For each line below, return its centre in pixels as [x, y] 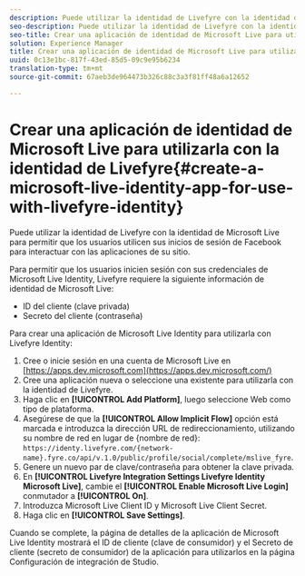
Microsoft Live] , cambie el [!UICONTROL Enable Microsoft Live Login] [155, 486]
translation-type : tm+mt [56, 69]
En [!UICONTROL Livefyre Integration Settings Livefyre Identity [144, 476]
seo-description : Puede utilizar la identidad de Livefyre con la [138, 26]
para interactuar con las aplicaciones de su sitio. [100, 252]
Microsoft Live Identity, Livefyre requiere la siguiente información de [137, 279]
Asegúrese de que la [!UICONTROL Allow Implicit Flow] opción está [150, 418]
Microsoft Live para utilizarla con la [144, 149]
